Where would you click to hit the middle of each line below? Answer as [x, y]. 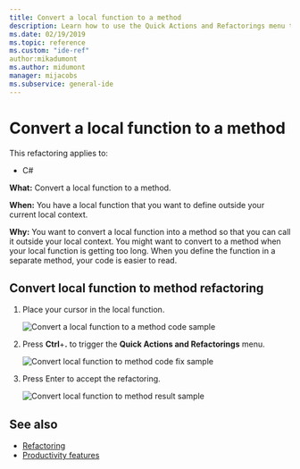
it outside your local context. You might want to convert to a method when [145, 241]
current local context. [49, 214]
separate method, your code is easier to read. [93, 260]
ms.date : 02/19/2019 [48, 34]
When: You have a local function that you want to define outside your [137, 205]
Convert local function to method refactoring [137, 288]
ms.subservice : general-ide [62, 84]
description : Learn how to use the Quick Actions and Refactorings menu [147, 26]
